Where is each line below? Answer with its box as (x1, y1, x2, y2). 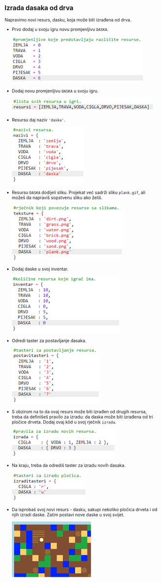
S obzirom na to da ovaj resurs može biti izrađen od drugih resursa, (11, 408, 147, 414)
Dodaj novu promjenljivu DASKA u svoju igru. (11, 88, 99, 94)
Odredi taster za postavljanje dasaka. (11, 338, 86, 343)
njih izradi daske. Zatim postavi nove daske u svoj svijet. (11, 512, 125, 518)
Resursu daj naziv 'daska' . (11, 117, 65, 122)
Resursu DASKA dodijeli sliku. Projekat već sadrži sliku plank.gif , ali (11, 189, 146, 195)
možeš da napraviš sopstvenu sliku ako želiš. (11, 195, 103, 201)
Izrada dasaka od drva (4, 4, 74, 12)
